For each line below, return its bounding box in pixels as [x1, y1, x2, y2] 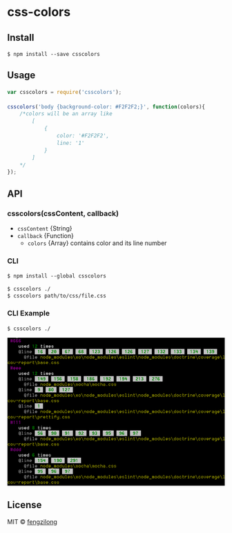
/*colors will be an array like [19, 110, 113, 117]
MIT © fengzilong [7, 517, 57, 525]
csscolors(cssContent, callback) [7, 209, 119, 218]
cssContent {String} [17, 224, 72, 232]
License [7, 499, 42, 511]
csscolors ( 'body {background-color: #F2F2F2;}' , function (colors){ [7, 103, 206, 110]
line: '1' [56, 139, 85, 146]
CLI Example [7, 309, 50, 318]
